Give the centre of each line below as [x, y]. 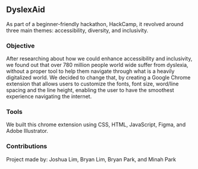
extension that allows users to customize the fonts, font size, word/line [92, 84]
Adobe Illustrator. [27, 131]
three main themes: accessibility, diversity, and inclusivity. [77, 30]
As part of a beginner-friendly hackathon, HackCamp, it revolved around [95, 24]
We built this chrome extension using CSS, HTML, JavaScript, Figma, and [96, 125]
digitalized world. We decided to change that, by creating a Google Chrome [98, 78]
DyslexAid [26, 10]
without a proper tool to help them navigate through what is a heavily [90, 71]
